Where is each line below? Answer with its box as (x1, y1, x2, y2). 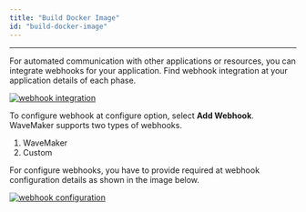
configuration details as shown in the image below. (9, 174, 200, 185)
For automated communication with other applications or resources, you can (9, 56, 296, 66)
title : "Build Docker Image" (9, 13, 120, 23)
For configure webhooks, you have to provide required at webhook (9, 165, 260, 176)
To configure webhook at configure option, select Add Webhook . (9, 110, 255, 121)
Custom (22, 146, 53, 157)
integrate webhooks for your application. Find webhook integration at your (9, 65, 289, 76)
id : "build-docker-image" (9, 22, 107, 31)
